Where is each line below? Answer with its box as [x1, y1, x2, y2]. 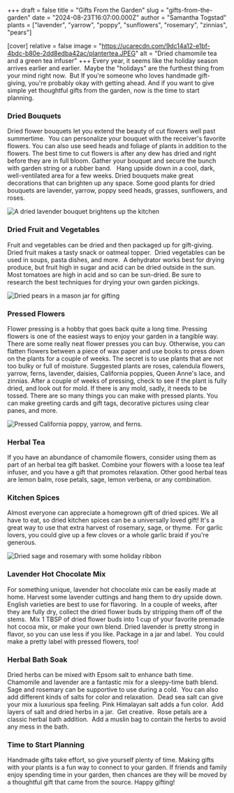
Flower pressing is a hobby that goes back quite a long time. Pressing [7, 324, 207, 333]
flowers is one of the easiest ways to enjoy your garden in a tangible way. [7, 332, 219, 340]
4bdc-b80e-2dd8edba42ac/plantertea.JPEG [7, 49, 136, 57]
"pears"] [7, 28, 32, 36]
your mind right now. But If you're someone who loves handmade [7, 71, 197, 80]
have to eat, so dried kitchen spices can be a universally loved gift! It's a [7, 516, 215, 525]
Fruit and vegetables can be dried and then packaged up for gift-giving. [7, 240, 214, 249]
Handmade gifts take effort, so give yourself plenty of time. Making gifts [7, 756, 214, 764]
